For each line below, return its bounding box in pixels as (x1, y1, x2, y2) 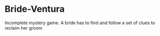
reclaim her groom (4, 25, 43, 31)
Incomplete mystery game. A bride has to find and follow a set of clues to (4, 20, 156, 26)
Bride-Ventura (4, 3, 65, 15)
